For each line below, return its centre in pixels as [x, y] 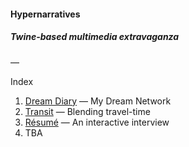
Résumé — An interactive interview [97, 122]
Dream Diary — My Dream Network [98, 101]
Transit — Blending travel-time [87, 111]
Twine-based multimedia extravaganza [95, 37]
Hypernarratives [45, 14]
